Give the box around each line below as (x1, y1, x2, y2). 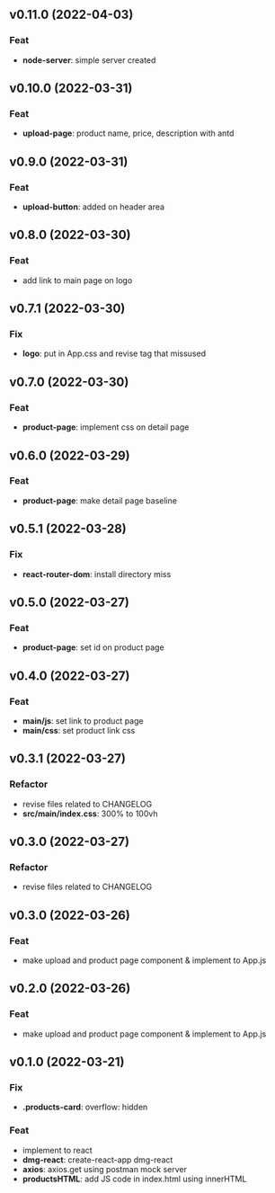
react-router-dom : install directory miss (22, 568, 172, 579)
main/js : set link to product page (22, 715, 144, 726)
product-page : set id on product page (22, 642, 164, 653)
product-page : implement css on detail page (22, 422, 190, 432)
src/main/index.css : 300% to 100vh (22, 808, 158, 819)
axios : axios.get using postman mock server (22, 1163, 187, 1174)
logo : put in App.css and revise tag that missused (22, 348, 207, 359)
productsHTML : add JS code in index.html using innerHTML (22, 1173, 247, 1184)
